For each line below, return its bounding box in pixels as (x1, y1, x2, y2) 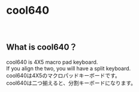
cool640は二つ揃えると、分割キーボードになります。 (6, 79, 137, 87)
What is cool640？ (6, 42, 77, 53)
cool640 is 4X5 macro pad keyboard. (6, 58, 98, 66)
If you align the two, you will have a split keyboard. (6, 65, 131, 72)
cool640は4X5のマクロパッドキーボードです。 (6, 72, 121, 79)
